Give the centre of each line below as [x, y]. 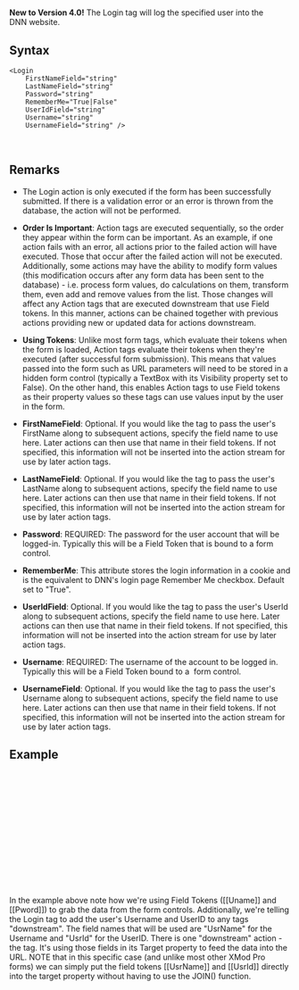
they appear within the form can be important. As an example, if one [148, 237]
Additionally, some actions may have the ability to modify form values [150, 265]
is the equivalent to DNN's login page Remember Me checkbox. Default [153, 579]
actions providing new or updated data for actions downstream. [139, 322]
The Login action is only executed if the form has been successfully [147, 191]
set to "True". [46, 589]
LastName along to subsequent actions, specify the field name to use [150, 488]
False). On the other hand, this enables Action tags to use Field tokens [151, 387]
